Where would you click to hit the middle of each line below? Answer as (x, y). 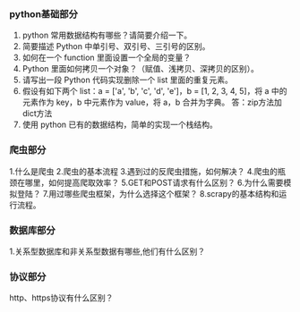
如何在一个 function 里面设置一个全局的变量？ (107, 58)
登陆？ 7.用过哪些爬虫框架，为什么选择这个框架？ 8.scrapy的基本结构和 (148, 193)
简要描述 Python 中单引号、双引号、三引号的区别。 (116, 46)
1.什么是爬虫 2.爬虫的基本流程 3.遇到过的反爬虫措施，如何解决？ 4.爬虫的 (144, 171)
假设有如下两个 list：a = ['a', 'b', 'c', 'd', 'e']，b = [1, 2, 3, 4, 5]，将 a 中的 (154, 91)
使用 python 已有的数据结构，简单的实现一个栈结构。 (120, 125)
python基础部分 (44, 13)
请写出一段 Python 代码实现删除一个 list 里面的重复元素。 (127, 80)
